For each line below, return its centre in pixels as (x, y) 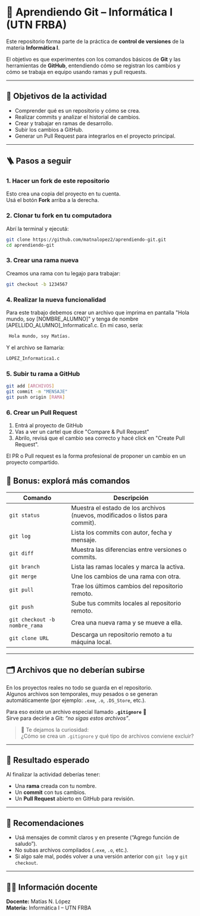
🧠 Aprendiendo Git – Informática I (90, 12)
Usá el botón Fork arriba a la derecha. (53, 200)
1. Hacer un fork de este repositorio (58, 181)
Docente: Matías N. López (38, 901)
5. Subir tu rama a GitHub (43, 374)
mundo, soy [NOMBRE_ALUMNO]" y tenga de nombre (72, 319)
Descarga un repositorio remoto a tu (122, 634)
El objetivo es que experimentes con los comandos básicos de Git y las (93, 59)
